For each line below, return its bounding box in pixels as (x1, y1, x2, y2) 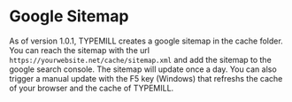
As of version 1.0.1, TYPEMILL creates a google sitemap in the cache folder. (9, 35, 283, 46)
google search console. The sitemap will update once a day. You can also (9, 64, 277, 75)
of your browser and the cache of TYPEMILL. (9, 82, 174, 93)
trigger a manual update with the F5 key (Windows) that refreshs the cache (9, 73, 283, 83)
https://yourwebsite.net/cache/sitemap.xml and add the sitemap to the (9, 54, 272, 65)
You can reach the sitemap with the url (9, 44, 150, 55)
